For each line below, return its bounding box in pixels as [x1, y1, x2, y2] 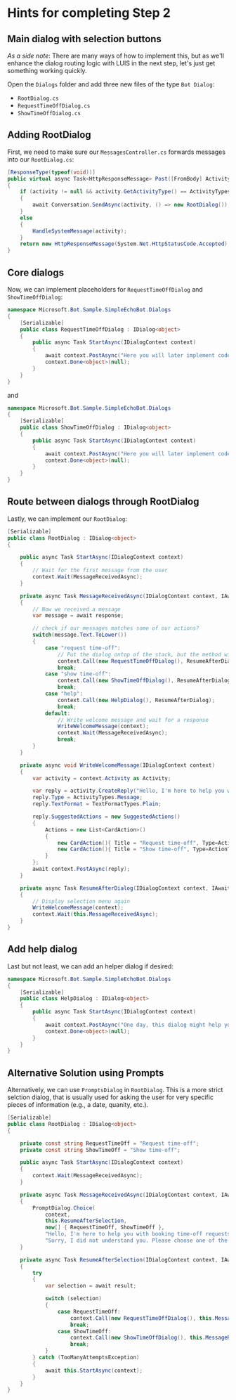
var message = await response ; [32, 612, 124, 619]
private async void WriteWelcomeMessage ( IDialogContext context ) [20, 761, 216, 769]
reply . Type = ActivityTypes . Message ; [32, 794, 143, 801]
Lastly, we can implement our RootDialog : [7, 514, 128, 523]
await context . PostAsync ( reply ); [32, 866, 131, 873]
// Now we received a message [32, 606, 121, 613]
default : [44, 710, 71, 717]
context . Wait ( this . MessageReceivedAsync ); [32, 911, 159, 918]
